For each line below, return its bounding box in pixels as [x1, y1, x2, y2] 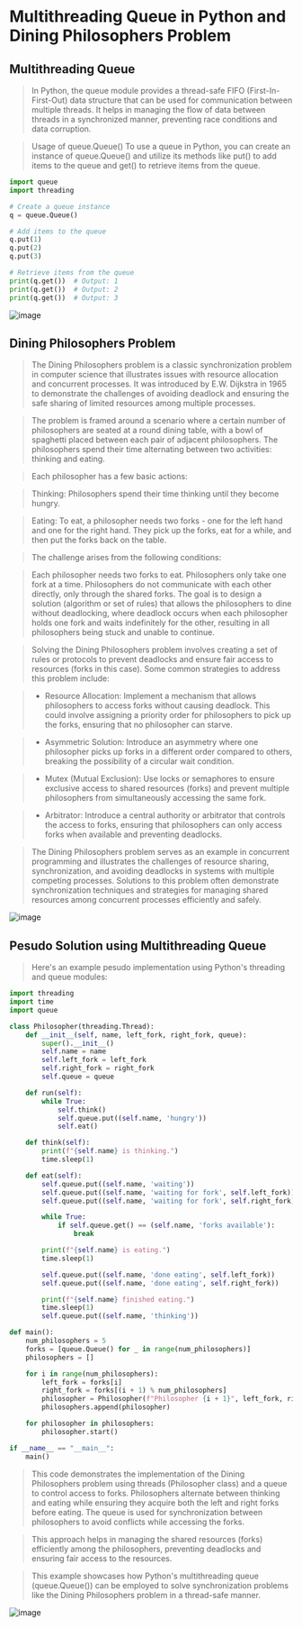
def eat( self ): [25, 1171, 83, 1180]
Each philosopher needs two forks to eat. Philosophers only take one [31, 569, 287, 580]
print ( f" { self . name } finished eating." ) [41, 1295, 195, 1304]
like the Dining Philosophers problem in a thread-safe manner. [31, 1589, 261, 1600]
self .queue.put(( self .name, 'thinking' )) [41, 1312, 200, 1321]
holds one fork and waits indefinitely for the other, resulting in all [31, 617, 271, 628]
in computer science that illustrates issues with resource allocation [31, 369, 279, 380]
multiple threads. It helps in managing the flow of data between [31, 105, 266, 114]
